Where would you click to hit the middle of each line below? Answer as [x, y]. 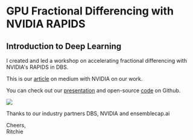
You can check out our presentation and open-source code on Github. [93, 91]
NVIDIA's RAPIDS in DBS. [37, 67]
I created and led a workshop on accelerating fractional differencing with [96, 61]
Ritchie [15, 132]
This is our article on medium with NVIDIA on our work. [74, 79]
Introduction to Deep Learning [64, 46]
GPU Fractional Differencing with [90, 11]
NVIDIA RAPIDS [46, 24]
